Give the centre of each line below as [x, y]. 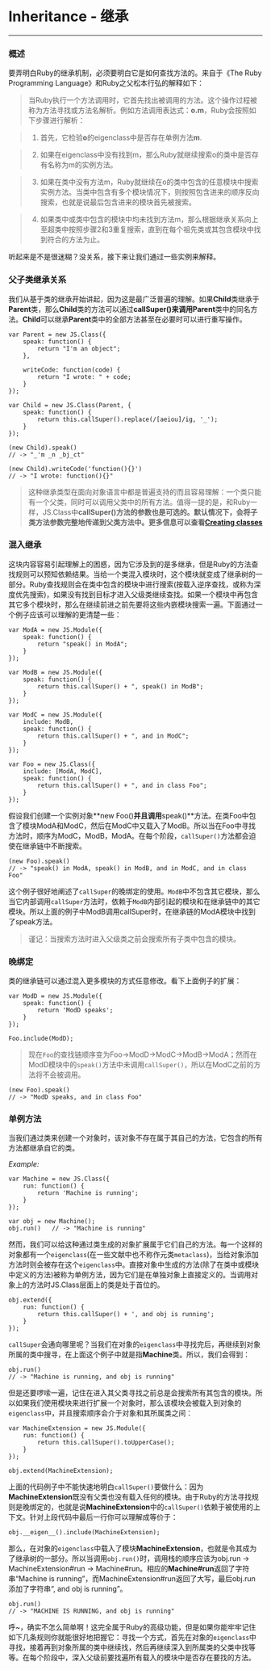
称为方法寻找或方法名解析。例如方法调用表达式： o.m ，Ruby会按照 [139, 111]
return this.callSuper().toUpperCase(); [106, 1443]
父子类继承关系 [38, 280]
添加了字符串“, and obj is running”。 [68, 1589]
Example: [24, 1164]
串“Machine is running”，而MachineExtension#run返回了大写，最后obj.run [132, 1579]
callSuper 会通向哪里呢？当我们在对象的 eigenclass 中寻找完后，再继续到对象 [135, 1344]
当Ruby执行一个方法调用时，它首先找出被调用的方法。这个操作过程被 [143, 100]
